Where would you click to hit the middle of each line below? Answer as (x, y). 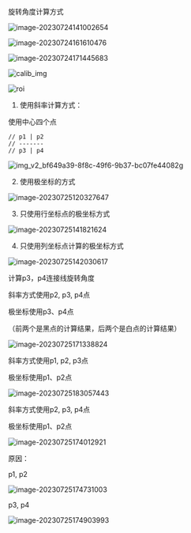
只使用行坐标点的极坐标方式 (65, 214)
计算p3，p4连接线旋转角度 (51, 278)
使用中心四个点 (32, 122)
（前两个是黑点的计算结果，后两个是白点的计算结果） (95, 328)
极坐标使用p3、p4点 (41, 312)
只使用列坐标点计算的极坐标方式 (71, 246)
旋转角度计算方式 (36, 11)
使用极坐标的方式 (47, 181)
